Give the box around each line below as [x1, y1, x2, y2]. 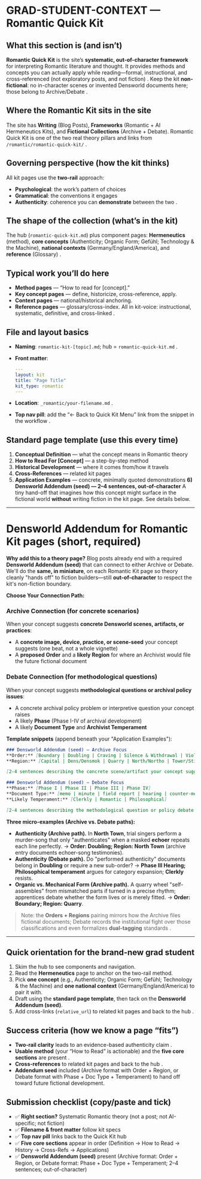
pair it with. [14, 989, 43, 996]
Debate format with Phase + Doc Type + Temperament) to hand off [14, 1073, 181, 1080]
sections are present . [14, 1054, 70, 1061]
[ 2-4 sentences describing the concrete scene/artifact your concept [6, 769, 184, 775]
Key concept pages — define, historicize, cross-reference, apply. [14, 291, 178, 298]
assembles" [14, 887, 44, 894]
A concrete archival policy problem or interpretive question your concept [14, 704, 194, 712]
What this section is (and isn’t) [6, 40, 123, 50]
